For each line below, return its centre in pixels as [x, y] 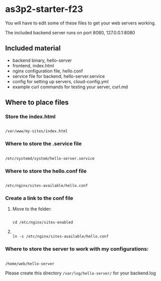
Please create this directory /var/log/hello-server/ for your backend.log [80, 273]
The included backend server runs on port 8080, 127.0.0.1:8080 [70, 32]
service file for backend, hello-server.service [59, 76]
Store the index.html [30, 117]
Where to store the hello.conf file [46, 171]
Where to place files [37, 102]
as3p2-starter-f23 [44, 9]
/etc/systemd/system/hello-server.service [50, 158]
